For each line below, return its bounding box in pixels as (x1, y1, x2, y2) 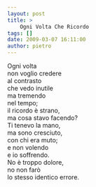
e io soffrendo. (7, 151, 50, 159)
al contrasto (7, 77, 42, 84)
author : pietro (7, 43, 52, 50)
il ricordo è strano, (7, 106, 60, 114)
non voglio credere (7, 69, 62, 77)
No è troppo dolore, (7, 158, 64, 166)
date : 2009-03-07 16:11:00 (7, 36, 86, 43)
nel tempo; (7, 99, 39, 107)
